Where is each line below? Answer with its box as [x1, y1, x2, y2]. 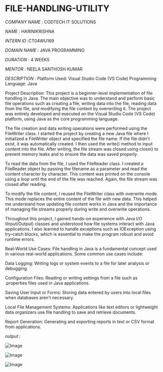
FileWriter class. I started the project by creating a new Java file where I [5, 130, 149, 136]
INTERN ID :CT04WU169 [5, 37, 54, 44]
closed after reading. [5, 181, 47, 187]
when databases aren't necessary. [5, 295, 74, 301]
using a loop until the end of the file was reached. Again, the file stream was [5, 176, 158, 182]
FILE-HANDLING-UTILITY [5, 3, 109, 14]
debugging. [5, 266, 28, 271]
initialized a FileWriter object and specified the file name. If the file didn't [5, 136, 150, 142]
